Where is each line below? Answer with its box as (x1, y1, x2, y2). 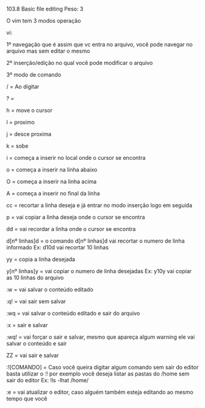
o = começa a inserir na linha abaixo (6, 166, 98, 173)
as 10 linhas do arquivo (6, 274, 64, 281)
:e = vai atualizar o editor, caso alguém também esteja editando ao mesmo (6, 388, 193, 396)
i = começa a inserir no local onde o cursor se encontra (6, 154, 146, 161)
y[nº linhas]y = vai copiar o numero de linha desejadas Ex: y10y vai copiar (6, 268, 192, 274)
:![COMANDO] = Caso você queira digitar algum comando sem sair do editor (6, 364, 199, 371)
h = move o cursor (6, 107, 53, 114)
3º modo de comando (6, 71, 62, 78)
